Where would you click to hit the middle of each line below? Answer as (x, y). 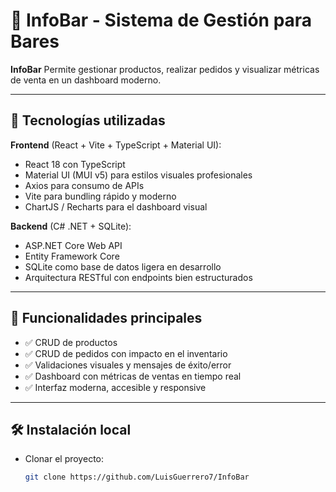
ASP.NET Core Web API (73, 245)
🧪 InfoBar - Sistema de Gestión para (161, 20)
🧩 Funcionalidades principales (106, 318)
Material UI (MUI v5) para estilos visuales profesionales (138, 175)
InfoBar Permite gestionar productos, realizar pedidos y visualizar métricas (165, 69)
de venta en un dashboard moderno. (86, 80)
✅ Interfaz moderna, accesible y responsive (115, 387)
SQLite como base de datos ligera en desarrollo (123, 266)
